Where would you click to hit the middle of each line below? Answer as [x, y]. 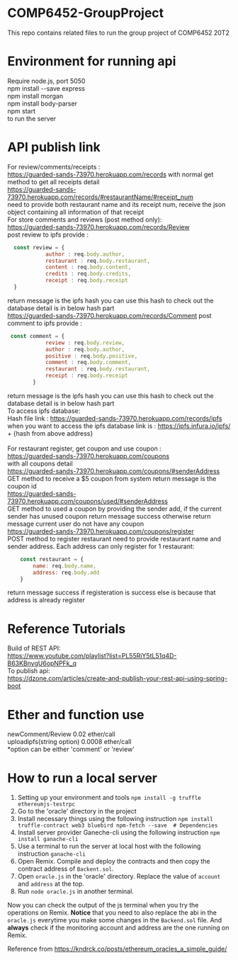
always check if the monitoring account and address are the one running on [118, 928]
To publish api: [29, 671]
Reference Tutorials [67, 629]
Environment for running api [92, 61]
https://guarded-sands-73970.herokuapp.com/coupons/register [101, 531]
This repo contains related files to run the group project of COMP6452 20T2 [119, 33]
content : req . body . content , [88, 267]
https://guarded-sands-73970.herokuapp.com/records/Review [98, 227]
